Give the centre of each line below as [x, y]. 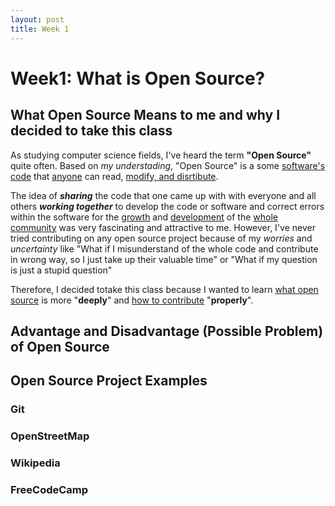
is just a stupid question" [61, 270]
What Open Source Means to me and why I [145, 115]
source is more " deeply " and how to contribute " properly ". [132, 300]
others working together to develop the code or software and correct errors [167, 206]
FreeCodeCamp [49, 489]
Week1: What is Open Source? [138, 78]
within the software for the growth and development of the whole [144, 217]
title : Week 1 [40, 29]
